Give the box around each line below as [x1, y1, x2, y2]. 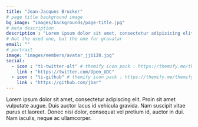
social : [6, 58, 25, 63]
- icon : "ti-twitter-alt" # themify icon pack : [11, 63, 136, 69]
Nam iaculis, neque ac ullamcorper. [6, 115, 92, 121]
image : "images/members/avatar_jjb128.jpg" [6, 52, 115, 58]
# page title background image [6, 14, 83, 20]
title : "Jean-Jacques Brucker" [6, 8, 83, 15]
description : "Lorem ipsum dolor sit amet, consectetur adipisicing [6, 31, 181, 36]
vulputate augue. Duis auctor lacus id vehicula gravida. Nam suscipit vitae [6, 102, 186, 109]
